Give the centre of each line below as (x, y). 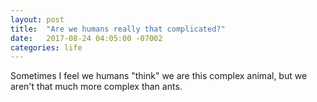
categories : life (46, 47)
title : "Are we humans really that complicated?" (118, 29)
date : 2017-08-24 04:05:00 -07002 (86, 38)
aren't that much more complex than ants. (96, 87)
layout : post (37, 19)
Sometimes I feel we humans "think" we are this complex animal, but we (159, 76)
